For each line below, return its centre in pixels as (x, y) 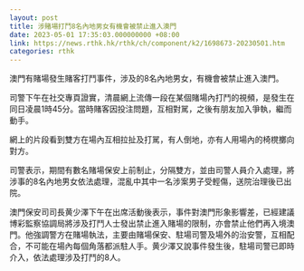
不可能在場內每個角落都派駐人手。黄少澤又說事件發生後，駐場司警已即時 (160, 247)
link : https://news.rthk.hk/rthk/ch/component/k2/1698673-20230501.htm (147, 43)
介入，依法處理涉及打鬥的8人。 (67, 257)
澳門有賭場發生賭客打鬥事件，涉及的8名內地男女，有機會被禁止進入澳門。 (147, 79)
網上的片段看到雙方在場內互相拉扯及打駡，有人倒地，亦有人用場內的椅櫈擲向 (152, 140)
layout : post (34, 18)
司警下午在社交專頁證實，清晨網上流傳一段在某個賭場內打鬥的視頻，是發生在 (152, 98)
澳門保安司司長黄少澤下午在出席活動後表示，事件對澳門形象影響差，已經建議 (152, 212)
